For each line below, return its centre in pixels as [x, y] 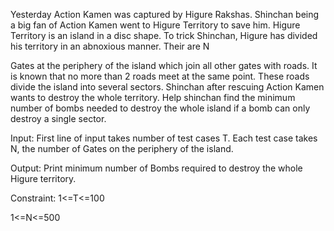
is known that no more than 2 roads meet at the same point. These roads [160, 76]
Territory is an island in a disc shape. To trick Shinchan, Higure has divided [164, 35]
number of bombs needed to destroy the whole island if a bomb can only [160, 108]
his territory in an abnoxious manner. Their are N [110, 46]
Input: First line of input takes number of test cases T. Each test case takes [164, 138]
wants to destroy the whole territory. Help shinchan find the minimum [153, 97]
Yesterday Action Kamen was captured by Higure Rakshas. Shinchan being [165, 14]
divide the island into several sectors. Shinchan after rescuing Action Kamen [167, 87]
